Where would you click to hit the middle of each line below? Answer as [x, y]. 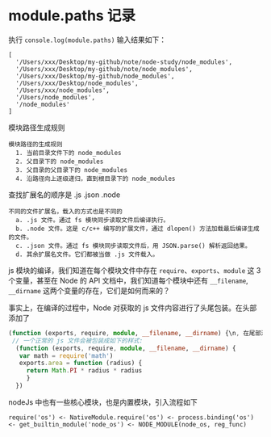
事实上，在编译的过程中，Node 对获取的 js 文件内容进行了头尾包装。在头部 [133, 308]
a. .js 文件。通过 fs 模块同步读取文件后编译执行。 [92, 220]
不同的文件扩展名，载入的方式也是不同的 [65, 211]
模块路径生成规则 [37, 127]
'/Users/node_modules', [55, 97]
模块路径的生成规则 [35, 144]
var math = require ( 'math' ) [66, 355]
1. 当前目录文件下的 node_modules [69, 153]
